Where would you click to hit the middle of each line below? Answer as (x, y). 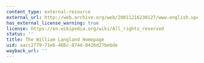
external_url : (24, 17)
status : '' (20, 34)
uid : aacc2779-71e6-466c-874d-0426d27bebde (62, 46)
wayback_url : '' (27, 51)
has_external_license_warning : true (53, 23)
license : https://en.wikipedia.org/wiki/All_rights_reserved (85, 28)
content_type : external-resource (49, 12)
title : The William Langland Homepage (55, 40)
